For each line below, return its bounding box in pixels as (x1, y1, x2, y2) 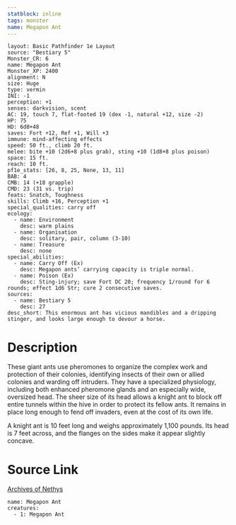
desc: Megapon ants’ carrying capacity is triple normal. (20, 266, 194, 273)
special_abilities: (7, 254, 65, 261)
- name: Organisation (13, 229, 78, 236)
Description (7, 339, 78, 355)
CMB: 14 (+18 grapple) (7, 179, 74, 186)
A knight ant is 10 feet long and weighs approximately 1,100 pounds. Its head (7, 422, 230, 430)
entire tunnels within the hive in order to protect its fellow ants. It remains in (7, 400, 227, 409)
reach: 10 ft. (7, 161, 49, 168)
